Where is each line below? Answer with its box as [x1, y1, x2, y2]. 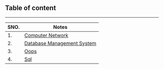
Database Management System [24, 40, 97, 46]
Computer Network [24, 32, 68, 39]
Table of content [5, 4, 56, 12]
